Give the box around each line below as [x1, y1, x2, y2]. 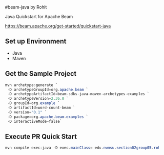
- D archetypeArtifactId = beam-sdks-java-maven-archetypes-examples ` [7, 91, 150, 97]
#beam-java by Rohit [5, 4, 47, 10]
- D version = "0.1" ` [7, 110, 47, 114]
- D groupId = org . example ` [7, 101, 60, 106]
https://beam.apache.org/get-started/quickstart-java [5, 23, 111, 29]
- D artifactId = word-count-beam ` [7, 105, 76, 110]
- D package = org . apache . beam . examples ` [7, 114, 89, 119]
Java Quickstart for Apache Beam [5, 14, 73, 19]
